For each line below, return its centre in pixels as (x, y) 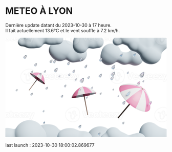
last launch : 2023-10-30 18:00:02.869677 (50, 145)
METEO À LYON (39, 11)
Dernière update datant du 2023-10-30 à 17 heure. (58, 25)
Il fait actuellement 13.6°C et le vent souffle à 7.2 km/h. (63, 30)
